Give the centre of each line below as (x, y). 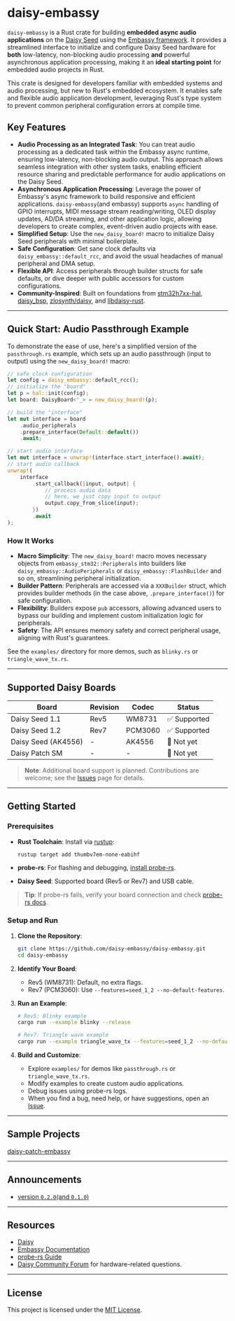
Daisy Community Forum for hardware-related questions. (100, 1264)
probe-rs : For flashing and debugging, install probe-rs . (97, 868)
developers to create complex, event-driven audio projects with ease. (117, 226)
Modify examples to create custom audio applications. (106, 1084)
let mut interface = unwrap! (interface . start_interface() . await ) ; (106, 458)
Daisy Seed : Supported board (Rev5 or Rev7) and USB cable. (106, 881)
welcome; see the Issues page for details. (84, 777)
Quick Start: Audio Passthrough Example (98, 330)
